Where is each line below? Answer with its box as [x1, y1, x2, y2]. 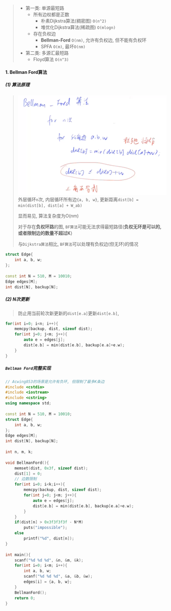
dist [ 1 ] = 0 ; [14, 471, 42, 476]
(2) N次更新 [5, 296, 30, 302]
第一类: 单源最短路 [25, 5, 65, 11]
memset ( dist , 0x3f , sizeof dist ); [14, 465, 88, 471]
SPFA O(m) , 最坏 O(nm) [40, 44, 86, 49]
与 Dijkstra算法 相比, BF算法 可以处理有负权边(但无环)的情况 [17, 241, 139, 247]
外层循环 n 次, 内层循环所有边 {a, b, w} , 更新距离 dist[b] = [17, 196, 139, 203]
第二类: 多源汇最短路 [25, 50, 69, 56]
